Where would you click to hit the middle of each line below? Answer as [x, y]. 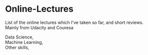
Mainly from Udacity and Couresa [39, 27]
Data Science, [19, 37]
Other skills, [17, 47]
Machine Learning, [24, 42]
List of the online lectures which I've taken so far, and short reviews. [74, 22]
